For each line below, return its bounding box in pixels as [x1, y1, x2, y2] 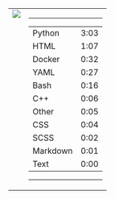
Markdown [32, 145, 73, 156]
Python [32, 27, 60, 39]
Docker [32, 54, 60, 64]
